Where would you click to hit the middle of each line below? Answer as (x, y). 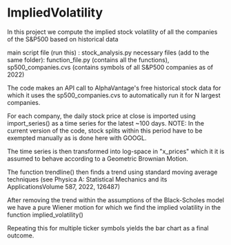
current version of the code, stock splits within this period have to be (105, 130)
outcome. (21, 235)
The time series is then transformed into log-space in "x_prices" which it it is (116, 151)
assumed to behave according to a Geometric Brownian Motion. (98, 158)
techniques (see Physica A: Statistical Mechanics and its (87, 179)
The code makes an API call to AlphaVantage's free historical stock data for (114, 88)
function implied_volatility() (46, 215)
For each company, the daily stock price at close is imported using (102, 116)
